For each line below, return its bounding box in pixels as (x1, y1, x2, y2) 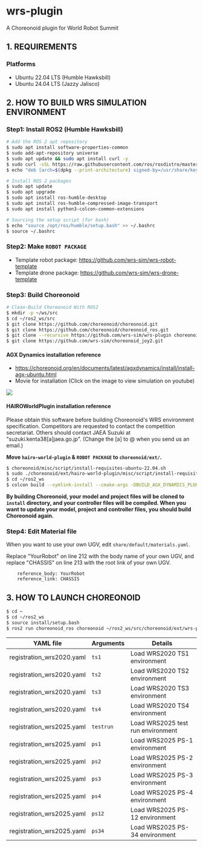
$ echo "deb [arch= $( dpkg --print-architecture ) (6, 167, 131, 173)
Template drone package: (14, 269, 79, 276)
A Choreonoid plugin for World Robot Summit (6, 24, 119, 31)
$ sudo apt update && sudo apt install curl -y (6, 155, 129, 161)
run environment (130, 726, 178, 735)
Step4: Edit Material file (6, 527, 77, 536)
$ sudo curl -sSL (6, 161, 50, 167)
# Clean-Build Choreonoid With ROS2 (6, 304, 98, 311)
